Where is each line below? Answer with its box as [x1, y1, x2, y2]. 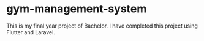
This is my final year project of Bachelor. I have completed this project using [6, 22, 198, 29]
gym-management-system [6, 2, 147, 16]
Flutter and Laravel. [6, 28, 55, 35]
